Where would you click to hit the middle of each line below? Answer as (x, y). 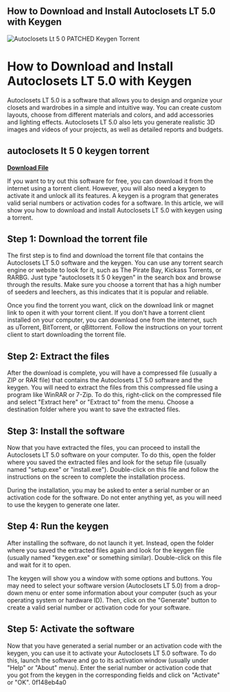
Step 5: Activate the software (71, 629)
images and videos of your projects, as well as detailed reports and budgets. (115, 129)
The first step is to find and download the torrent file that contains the (105, 256)
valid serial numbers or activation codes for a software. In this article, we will (116, 203)
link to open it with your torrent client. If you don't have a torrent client (106, 313)
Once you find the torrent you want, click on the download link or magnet (111, 305)
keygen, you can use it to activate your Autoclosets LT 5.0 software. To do (112, 653)
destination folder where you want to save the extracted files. (94, 409)
